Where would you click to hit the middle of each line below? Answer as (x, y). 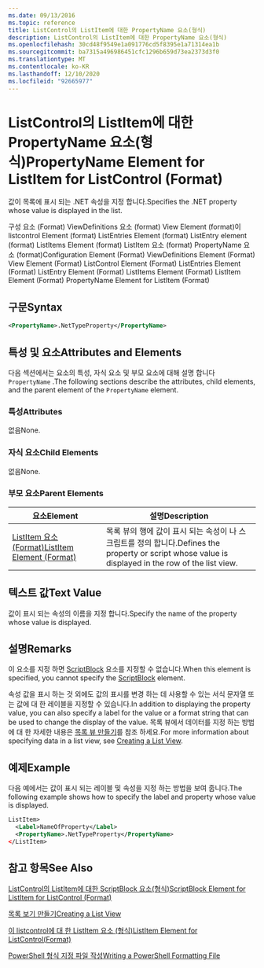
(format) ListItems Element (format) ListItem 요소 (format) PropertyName (125, 245)
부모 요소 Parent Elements (56, 494)
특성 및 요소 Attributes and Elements (95, 352)
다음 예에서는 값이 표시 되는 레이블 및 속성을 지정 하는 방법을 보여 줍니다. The (125, 788)
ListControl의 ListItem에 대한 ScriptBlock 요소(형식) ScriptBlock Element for (127, 889)
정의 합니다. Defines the (178, 543)
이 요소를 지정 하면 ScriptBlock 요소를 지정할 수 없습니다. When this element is (130, 669)
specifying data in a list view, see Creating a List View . (95, 741)
